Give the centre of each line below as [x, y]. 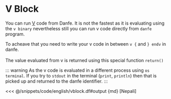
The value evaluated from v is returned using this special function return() [84, 60]
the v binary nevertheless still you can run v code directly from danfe [79, 28]
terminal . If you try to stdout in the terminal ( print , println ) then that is [81, 75]
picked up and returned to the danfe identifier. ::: [56, 81]
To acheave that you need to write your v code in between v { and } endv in [86, 44]
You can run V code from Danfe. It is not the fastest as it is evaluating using [85, 23]
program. [15, 34]
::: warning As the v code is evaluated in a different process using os [78, 70]
